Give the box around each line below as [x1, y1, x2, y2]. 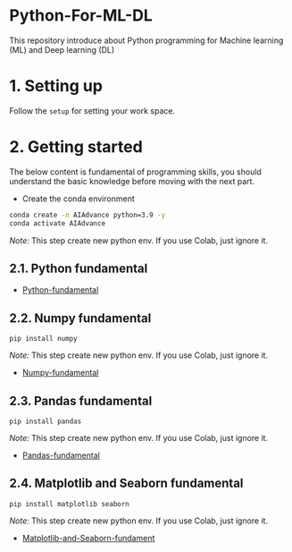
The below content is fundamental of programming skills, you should [9, 166, 262, 177]
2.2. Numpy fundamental [9, 310, 152, 326]
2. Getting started [9, 137, 143, 157]
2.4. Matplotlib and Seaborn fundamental [9, 476, 244, 491]
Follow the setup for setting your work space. [9, 105, 176, 116]
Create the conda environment [21, 193, 136, 204]
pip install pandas [9, 417, 82, 426]
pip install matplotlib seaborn [9, 499, 129, 508]
